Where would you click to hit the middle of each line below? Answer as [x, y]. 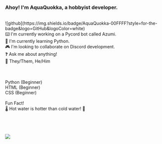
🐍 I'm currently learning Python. [38, 41]
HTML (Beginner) [23, 87]
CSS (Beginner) [21, 93]
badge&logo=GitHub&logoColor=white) [45, 29]
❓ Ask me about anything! [31, 54]
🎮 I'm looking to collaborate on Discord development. [60, 47]
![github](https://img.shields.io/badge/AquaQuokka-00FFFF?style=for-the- [81, 23]
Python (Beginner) [24, 82]
